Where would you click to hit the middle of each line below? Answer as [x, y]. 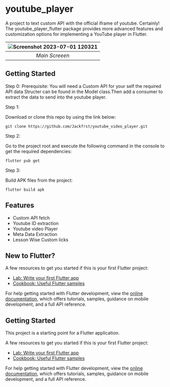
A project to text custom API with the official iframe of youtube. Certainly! [82, 23]
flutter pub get [23, 161]
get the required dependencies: [39, 151]
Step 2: [13, 136]
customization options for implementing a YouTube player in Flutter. [76, 34]
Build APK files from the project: [39, 180]
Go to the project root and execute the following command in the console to [85, 146]
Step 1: [12, 107]
